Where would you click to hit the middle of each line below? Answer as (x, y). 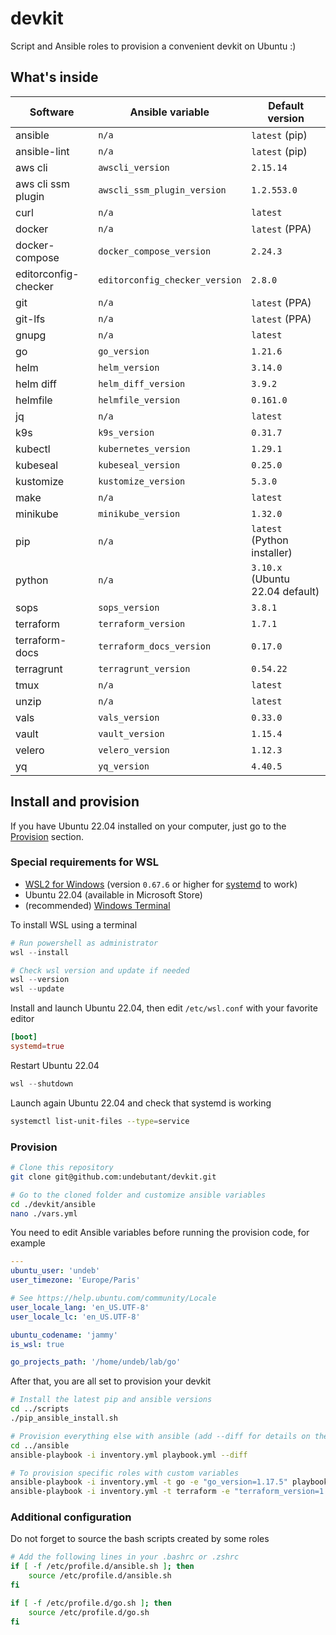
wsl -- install (40, 952)
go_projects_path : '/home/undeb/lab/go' (96, 1362)
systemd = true (37, 1047)
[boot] (24, 1037)
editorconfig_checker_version (170, 280)
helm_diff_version (142, 383)
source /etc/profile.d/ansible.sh (100, 1576)
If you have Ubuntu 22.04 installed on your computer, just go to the (148, 826)
